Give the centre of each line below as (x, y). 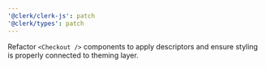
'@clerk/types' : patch (46, 23)
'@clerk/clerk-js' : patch (51, 16)
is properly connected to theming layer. (73, 55)
